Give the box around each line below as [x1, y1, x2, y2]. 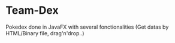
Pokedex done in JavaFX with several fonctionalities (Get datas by [5, 23, 169, 30]
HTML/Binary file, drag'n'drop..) [5, 29, 85, 36]
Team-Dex [5, 4, 59, 17]
